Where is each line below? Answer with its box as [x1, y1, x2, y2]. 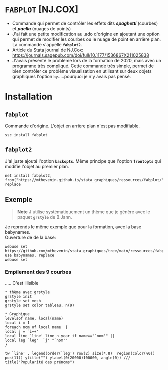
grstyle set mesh [5, 298, 41, 303]
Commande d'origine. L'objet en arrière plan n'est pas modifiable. [5, 123, 140, 129]
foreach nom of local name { [5, 324, 68, 330]
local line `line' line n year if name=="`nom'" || [5, 333, 115, 338]
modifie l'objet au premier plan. [5, 163, 69, 169]
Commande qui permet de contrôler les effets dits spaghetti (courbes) [12, 20, 158, 26]
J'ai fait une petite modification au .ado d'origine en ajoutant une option [12, 31, 160, 37]
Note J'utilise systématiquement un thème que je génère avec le [17, 209, 151, 215]
